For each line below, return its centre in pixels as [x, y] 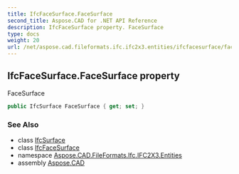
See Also [23, 124]
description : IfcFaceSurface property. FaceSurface [85, 27]
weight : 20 [23, 41]
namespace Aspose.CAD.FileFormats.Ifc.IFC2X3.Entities [100, 155]
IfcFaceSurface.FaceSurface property [94, 76]
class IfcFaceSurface [48, 148]
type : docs [23, 34]
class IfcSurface [42, 140]
